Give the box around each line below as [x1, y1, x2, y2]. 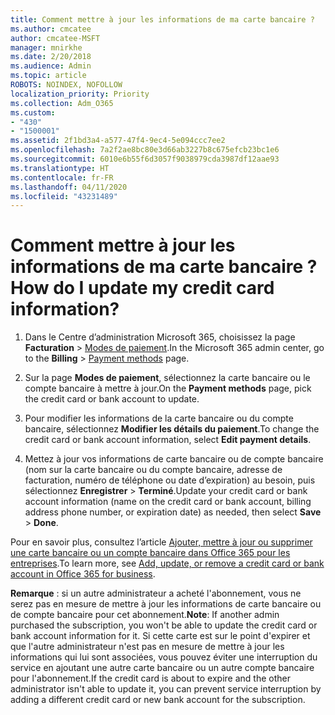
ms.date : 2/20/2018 [10, 52, 92, 62]
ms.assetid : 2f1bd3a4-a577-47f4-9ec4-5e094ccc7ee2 [10, 136, 226, 146]
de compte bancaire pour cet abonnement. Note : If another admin [10, 609, 280, 621]
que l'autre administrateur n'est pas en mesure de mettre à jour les [10, 641, 285, 653]
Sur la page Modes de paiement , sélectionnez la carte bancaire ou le [24, 372, 311, 384]
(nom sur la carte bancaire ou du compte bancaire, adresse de [24, 464, 283, 476]
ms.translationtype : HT [10, 163, 110, 173]
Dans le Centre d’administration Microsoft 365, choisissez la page [24, 331, 296, 343]
